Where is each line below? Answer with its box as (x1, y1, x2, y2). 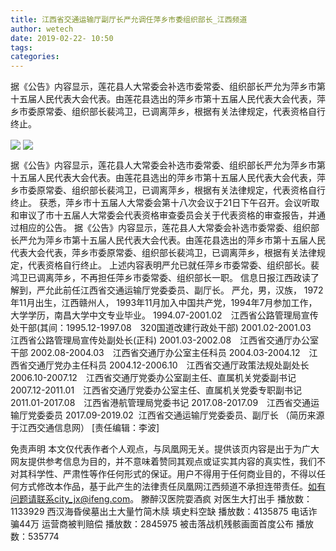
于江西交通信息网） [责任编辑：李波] (10, 422, 160, 434)
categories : (10, 52, 60, 62)
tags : (10, 42, 33, 53)
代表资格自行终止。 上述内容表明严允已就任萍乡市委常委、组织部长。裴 (27, 259, 320, 271)
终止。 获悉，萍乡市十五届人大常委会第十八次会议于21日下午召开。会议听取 (10, 197, 320, 209)
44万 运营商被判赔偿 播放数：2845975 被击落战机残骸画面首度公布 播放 (18, 518, 314, 530)
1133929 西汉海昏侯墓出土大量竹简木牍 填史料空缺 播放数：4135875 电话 (10, 506, 309, 518)
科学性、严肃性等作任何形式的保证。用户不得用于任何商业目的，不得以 (27, 468, 317, 480)
